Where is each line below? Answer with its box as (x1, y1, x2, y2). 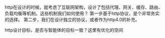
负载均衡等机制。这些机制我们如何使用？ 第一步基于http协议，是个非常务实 (5, 10, 159, 16)
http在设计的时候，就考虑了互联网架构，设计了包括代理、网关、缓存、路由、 (5, 4, 163, 10)
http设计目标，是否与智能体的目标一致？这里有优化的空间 (5, 27, 124, 33)
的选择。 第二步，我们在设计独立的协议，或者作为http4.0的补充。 (5, 17, 140, 22)
